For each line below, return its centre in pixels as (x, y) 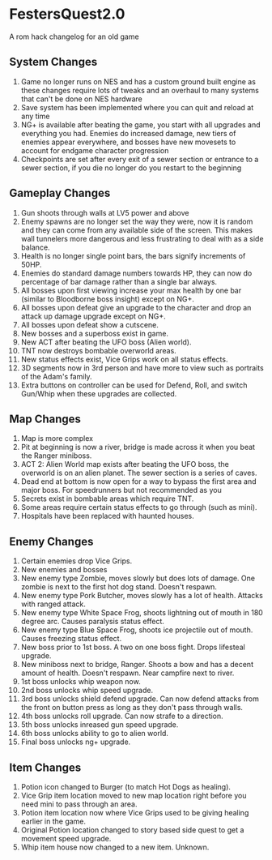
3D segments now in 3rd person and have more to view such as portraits (142, 368)
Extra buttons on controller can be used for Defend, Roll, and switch (134, 385)
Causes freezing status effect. (71, 639)
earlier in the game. (53, 821)
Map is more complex (57, 439)
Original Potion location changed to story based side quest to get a (132, 830)
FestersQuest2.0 (67, 14)
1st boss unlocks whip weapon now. (81, 682)
